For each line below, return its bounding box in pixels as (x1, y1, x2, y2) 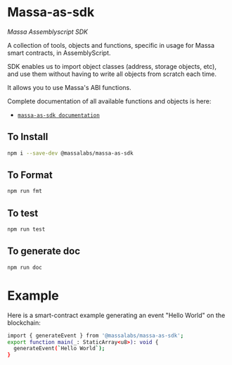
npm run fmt (7, 188, 42, 195)
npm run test (7, 226, 46, 233)
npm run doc (7, 264, 42, 271)
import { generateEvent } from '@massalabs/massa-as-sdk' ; (7, 332, 184, 339)
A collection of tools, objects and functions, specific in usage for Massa (7, 41, 215, 49)
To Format (7, 169, 53, 181)
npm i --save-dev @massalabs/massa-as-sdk (7, 149, 134, 157)
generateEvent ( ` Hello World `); (13, 345, 105, 352)
